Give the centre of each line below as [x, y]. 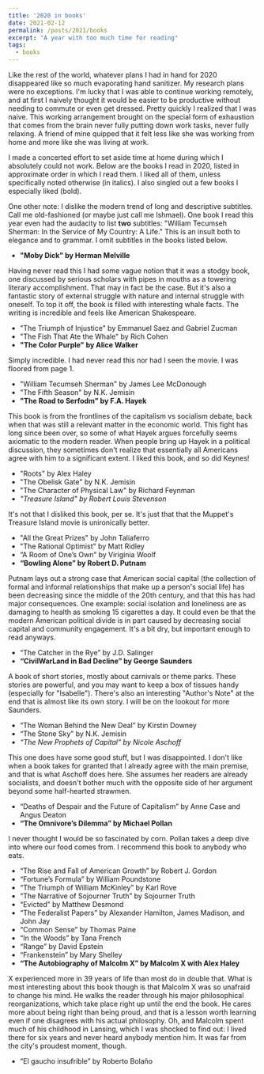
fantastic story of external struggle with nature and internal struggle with [126, 296]
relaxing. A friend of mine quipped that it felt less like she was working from [131, 134]
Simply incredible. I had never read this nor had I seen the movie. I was [123, 360]
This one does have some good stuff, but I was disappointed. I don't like [125, 757]
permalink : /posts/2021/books [58, 30]
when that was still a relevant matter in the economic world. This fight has [128, 425]
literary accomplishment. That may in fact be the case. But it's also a [120, 287]
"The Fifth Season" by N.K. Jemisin [77, 392]
